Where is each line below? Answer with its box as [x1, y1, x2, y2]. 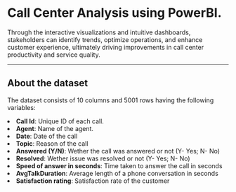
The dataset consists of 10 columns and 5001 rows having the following [7, 96, 214, 104]
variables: [7, 103, 36, 111]
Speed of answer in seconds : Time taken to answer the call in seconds [16, 161, 223, 170]
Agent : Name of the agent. [16, 124, 93, 132]
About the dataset [7, 77, 88, 89]
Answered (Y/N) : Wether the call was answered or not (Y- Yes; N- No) [16, 146, 220, 155]
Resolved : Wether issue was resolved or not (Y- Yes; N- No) [16, 154, 191, 163]
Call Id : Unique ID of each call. [16, 117, 104, 125]
